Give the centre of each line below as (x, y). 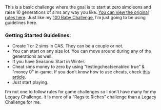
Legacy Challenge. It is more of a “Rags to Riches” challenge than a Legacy (81, 97)
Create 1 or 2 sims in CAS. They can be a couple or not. (68, 46)
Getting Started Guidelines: (38, 35)
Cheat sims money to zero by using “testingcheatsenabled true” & (78, 67)
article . (19, 77)
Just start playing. (30, 82)
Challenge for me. (23, 102)
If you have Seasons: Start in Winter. (49, 62)
